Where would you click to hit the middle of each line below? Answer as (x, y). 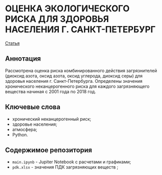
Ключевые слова (33, 107)
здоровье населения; (35, 124)
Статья (12, 43)
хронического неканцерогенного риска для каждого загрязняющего (77, 86)
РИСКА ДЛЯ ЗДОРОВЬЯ (57, 19)
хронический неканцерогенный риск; (52, 119)
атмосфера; (25, 129)
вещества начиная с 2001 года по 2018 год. (51, 91)
